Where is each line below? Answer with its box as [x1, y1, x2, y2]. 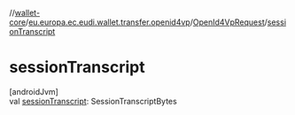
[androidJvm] [9, 86, 59, 96]
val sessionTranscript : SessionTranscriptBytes [9, 96, 177, 106]
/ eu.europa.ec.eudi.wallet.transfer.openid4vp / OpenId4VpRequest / [25, 17, 268, 27]
